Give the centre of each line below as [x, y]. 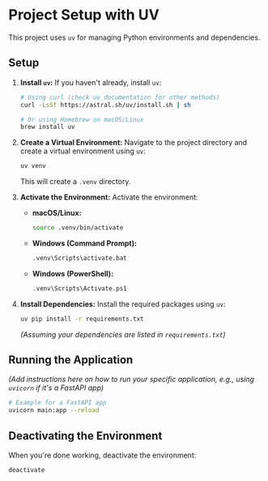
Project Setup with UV [84, 15]
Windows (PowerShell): [73, 273]
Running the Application [71, 360]
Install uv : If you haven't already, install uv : [91, 82]
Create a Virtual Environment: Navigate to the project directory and [134, 143]
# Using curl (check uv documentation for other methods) [120, 97]
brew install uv [47, 127]
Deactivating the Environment [85, 436]
